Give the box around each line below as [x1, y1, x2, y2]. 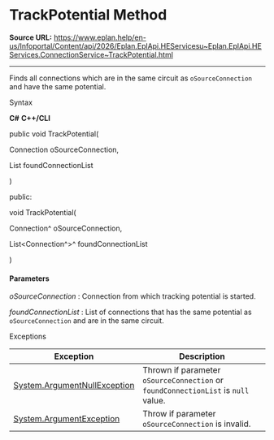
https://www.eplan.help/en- [53, 32, 147, 42]
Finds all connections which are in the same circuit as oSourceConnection [9, 73, 253, 83]
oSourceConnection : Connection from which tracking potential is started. [9, 291, 256, 301]
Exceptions [9, 331, 47, 342]
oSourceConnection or [142, 375, 224, 386]
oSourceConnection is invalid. [142, 418, 251, 429]
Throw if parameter [142, 408, 216, 420]
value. [142, 395, 166, 407]
